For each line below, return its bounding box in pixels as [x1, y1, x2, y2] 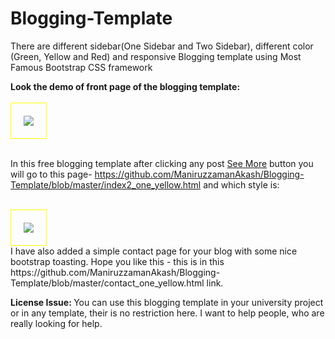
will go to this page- [10, 168, 93, 180]
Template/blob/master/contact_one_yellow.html [10, 277, 205, 289]
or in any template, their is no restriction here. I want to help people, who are [10, 307, 325, 319]
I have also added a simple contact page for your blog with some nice [10, 245, 298, 257]
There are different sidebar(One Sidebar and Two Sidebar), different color [10, 40, 314, 52]
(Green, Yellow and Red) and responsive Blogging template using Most [10, 50, 302, 62]
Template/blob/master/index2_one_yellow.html [10, 178, 202, 191]
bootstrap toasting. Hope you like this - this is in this [10, 255, 225, 267]
